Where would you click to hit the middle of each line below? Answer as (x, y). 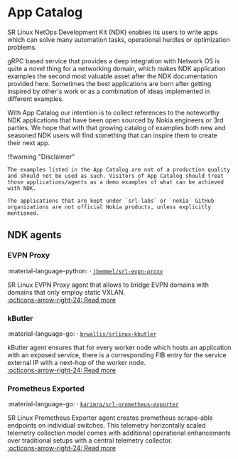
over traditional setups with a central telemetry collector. (90, 440)
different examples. (36, 99)
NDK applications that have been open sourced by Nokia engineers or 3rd (115, 120)
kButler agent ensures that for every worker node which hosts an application (119, 347)
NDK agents (34, 235)
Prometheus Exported (46, 389)
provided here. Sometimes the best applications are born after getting (109, 83)
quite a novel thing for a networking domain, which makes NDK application (117, 68)
